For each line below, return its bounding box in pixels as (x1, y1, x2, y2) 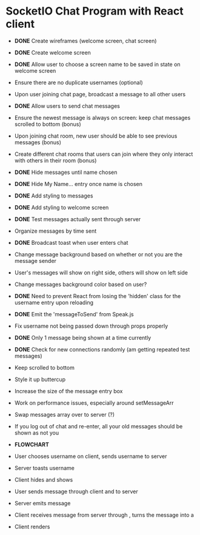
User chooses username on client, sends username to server (14, 453, 167, 460)
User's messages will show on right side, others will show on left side (14, 268, 188, 276)
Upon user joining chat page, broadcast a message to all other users (14, 90, 186, 98)
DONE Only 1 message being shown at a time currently (14, 334, 152, 341)
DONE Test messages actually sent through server (14, 215, 141, 222)
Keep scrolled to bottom (14, 364, 75, 371)
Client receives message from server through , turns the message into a (14, 511, 195, 519)
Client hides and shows (14, 476, 73, 483)
